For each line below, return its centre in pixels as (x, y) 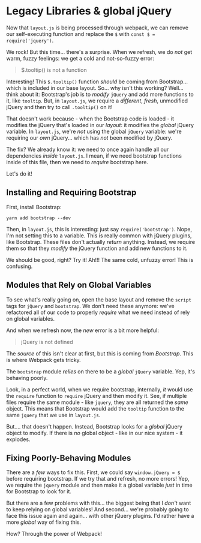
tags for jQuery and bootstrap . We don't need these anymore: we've (91, 306)
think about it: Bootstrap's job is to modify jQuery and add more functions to (100, 94)
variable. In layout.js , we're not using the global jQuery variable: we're (94, 131)
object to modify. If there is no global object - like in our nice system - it (94, 433)
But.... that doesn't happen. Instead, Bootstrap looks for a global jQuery (94, 426)
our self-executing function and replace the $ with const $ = (81, 34)
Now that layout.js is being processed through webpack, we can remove (97, 28)
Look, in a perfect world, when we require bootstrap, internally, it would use (100, 389)
